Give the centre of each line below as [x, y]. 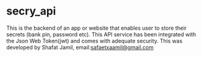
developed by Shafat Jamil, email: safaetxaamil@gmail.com [80, 47]
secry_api [31, 11]
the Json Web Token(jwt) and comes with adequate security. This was [94, 41]
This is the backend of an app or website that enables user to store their [96, 28]
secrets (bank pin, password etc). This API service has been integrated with [101, 34]
